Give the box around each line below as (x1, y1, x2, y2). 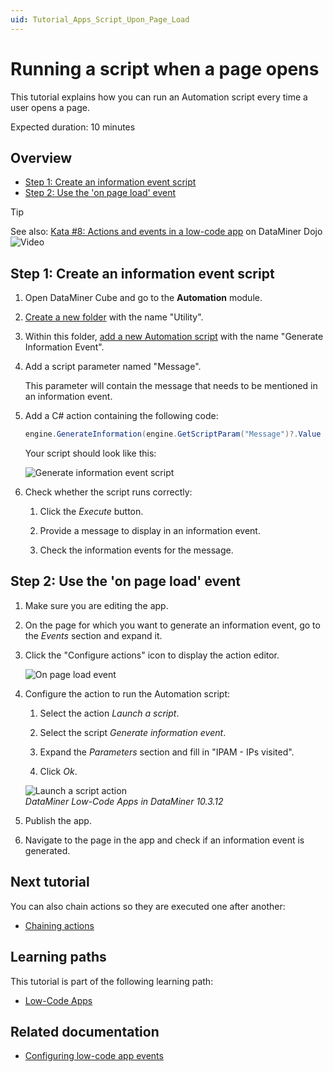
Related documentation (10, 1023, 160, 1040)
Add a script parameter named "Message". (24, 361, 202, 373)
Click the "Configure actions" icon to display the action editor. (24, 649, 280, 661)
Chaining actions (24, 919, 95, 931)
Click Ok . (39, 765, 78, 777)
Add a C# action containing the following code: (24, 410, 219, 422)
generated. (24, 844, 71, 856)
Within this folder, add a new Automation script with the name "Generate (24, 331, 324, 343)
